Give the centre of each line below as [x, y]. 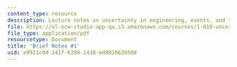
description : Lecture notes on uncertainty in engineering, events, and [116, 20]
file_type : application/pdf [49, 33]
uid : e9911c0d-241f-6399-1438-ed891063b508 [72, 53]
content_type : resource [42, 14]
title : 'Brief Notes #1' [44, 46]
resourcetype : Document [42, 40]
